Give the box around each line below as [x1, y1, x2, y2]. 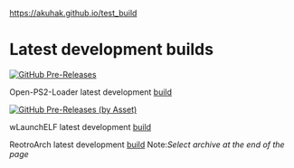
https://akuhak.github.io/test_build [9, 8, 138, 18]
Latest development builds [9, 40, 214, 60]
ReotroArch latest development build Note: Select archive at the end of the [9, 139, 285, 150]
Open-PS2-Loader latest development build [9, 86, 173, 98]
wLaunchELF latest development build [9, 121, 152, 132]
